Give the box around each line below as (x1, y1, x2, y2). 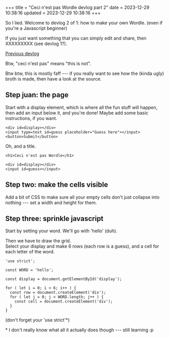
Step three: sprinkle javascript (5, 214, 104, 223)
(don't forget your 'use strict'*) (5, 317, 70, 323)
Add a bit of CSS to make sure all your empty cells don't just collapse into (5, 194, 160, 200)
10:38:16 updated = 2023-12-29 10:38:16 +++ (5, 10, 101, 16)
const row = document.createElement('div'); (10, 290, 106, 295)
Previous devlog (5, 51, 39, 56)
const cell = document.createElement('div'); (14, 299, 113, 304)
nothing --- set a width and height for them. (5, 200, 97, 206)
